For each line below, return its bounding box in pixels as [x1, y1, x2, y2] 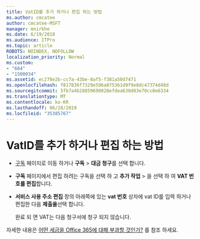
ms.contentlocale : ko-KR [6, 99, 69, 105]
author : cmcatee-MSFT [6, 20, 61, 26]
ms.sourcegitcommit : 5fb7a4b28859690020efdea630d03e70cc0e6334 [6, 88, 169, 94]
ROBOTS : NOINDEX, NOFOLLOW [6, 49, 74, 55]
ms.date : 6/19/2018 [6, 32, 56, 38]
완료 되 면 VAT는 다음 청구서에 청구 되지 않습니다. [15, 214, 132, 221]
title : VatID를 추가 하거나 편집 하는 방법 [6, 8, 102, 15]
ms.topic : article [6, 43, 53, 49]
